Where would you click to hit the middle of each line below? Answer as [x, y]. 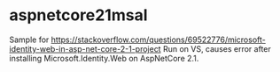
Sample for [29, 40]
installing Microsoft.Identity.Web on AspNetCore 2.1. [104, 58]
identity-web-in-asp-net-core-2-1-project [85, 48]
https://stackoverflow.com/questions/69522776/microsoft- [158, 40]
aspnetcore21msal [78, 15]
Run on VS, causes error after [217, 48]
